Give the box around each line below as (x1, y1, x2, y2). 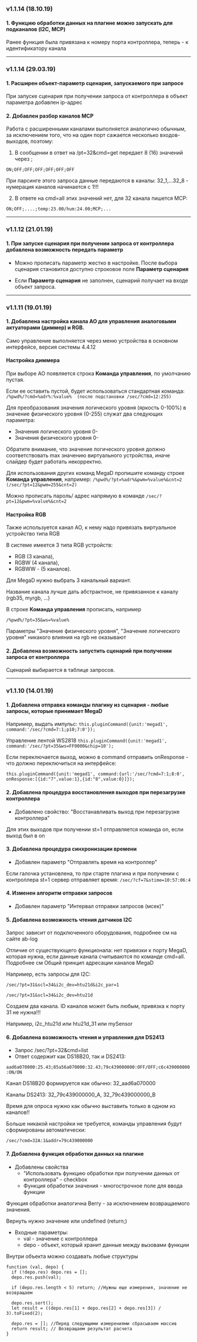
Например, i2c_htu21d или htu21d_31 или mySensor (6, 1020, 133, 1028)
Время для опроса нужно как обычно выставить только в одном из (6, 1103, 176, 1110)
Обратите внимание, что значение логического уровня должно (6, 446, 165, 453)
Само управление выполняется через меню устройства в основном (6, 337, 178, 344)
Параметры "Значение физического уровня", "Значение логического (6, 628, 181, 635)
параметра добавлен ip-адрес (6, 99, 83, 106)
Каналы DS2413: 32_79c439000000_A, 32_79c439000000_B (6, 1091, 156, 1098)
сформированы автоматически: (6, 1126, 86, 1133)
